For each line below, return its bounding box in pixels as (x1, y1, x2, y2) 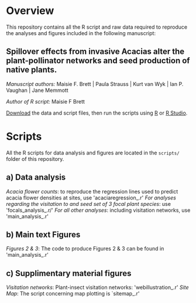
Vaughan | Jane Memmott (6, 87, 68, 94)
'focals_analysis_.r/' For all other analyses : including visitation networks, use (6, 206, 191, 214)
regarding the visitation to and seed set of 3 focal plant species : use (6, 200, 171, 207)
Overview (6, 4, 54, 18)
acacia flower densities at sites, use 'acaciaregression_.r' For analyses (6, 194, 177, 201)
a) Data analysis (6, 173, 66, 183)
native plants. (6, 65, 57, 75)
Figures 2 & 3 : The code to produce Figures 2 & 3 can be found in (6, 245, 164, 252)
